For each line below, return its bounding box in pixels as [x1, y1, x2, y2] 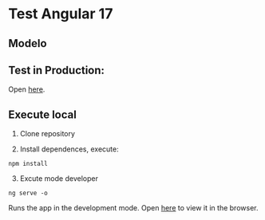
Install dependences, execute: [19, 144, 119, 154]
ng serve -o [8, 189, 48, 198]
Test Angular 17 [8, 5, 113, 23]
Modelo [8, 37, 47, 50]
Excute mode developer [19, 174, 98, 183]
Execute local [8, 108, 77, 121]
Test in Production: [8, 63, 105, 77]
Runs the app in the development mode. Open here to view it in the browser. [8, 203, 259, 213]
